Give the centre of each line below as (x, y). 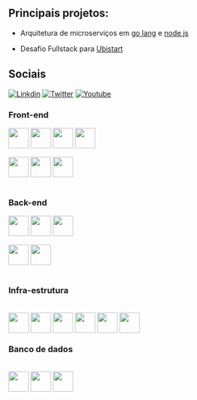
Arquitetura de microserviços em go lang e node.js (104, 32)
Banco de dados (41, 350)
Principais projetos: (59, 13)
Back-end (28, 202)
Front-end (29, 114)
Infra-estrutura (38, 290)
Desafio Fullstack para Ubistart (71, 49)
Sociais (27, 74)
